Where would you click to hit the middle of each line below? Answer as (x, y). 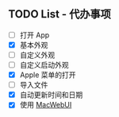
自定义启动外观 (44, 65)
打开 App (35, 35)
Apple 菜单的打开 (48, 75)
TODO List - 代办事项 (59, 14)
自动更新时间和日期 (51, 95)
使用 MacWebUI (46, 105)
